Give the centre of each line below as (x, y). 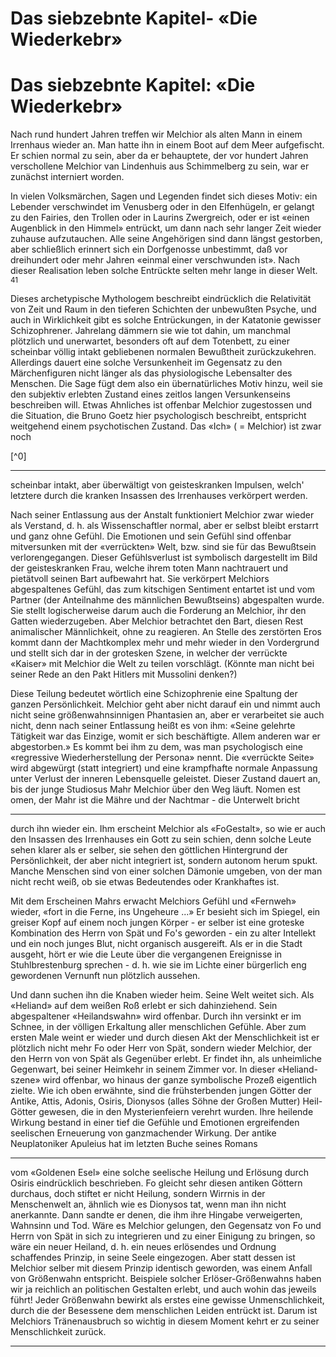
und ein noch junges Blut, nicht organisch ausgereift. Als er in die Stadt (156, 944)
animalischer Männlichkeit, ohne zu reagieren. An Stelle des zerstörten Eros (166, 632)
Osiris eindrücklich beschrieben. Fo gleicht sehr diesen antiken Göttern (156, 1183)
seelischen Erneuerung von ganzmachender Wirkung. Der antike (143, 1133)
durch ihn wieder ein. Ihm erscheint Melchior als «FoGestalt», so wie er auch (168, 829)
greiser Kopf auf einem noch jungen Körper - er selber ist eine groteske (157, 923)
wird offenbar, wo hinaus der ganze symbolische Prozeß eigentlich (180, 1080)
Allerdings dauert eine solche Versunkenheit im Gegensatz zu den (146, 363)
